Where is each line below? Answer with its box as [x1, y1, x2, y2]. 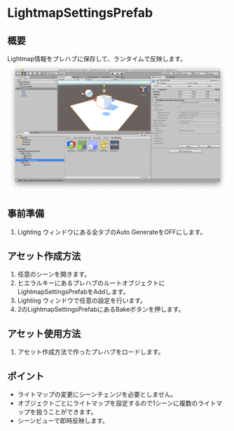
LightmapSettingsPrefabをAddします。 [17, 288, 130, 296]
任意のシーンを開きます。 [17, 270, 91, 279]
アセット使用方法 [7, 328, 81, 340]
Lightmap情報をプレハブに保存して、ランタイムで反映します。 [7, 55, 187, 62]
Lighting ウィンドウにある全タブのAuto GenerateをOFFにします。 [17, 227, 207, 236]
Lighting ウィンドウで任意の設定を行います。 [17, 296, 147, 305]
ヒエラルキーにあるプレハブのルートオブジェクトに [17, 279, 165, 287]
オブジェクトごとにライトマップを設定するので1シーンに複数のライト [17, 399, 216, 408]
